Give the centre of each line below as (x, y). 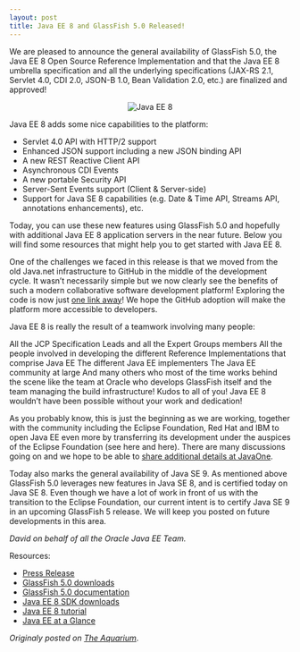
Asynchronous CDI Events (70, 170)
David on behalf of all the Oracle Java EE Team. (98, 538)
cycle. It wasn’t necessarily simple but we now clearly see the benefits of (144, 280)
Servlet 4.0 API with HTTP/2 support (89, 141)
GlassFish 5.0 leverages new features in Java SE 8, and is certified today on (149, 483)
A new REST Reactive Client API (81, 160)
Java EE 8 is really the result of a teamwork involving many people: (133, 326)
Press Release (48, 572)
